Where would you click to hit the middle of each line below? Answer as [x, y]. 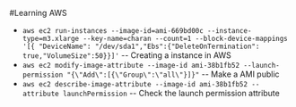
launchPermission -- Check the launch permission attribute [171, 93]
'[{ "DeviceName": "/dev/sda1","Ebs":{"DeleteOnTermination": [141, 46]
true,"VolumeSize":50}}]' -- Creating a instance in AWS [126, 55]
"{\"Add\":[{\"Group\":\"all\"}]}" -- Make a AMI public [173, 74]
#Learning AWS [38, 13]
